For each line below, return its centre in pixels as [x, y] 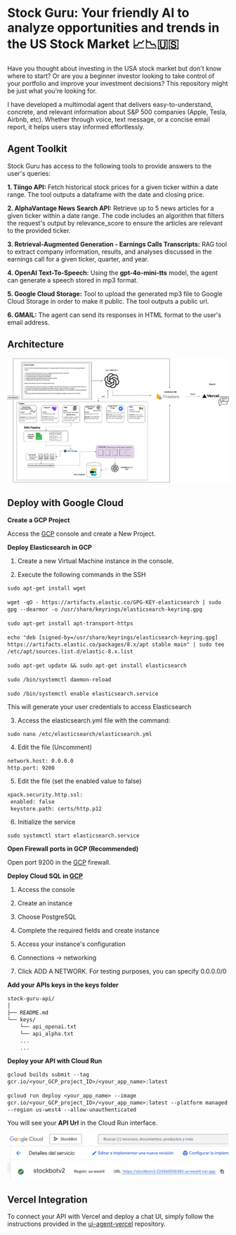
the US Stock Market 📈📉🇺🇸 [93, 44]
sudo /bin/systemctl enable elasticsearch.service [83, 694]
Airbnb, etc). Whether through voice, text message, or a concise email [109, 119]
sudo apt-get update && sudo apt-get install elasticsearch [97, 666]
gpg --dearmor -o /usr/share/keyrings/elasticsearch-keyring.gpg [105, 609]
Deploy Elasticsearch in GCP [50, 547]
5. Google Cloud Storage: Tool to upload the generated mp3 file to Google [115, 294]
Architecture [36, 345]
